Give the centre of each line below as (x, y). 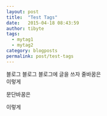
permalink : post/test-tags (40, 56)
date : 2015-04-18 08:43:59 (43, 23)
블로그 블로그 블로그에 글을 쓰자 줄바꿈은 (53, 74)
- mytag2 (23, 45)
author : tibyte (25, 28)
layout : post (23, 12)
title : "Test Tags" (32, 17)
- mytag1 (23, 39)
